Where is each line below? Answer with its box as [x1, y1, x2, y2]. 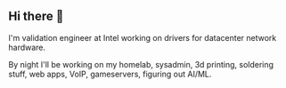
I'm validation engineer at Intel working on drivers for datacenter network [8, 32, 277, 43]
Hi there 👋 [8, 9, 64, 24]
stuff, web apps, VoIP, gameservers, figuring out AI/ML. [8, 68, 212, 79]
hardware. [8, 42, 46, 52]
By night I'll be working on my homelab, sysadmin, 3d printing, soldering [8, 59, 274, 69]
